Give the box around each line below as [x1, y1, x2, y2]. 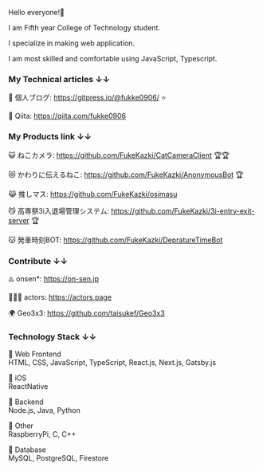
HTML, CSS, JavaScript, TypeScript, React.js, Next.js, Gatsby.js [8, 358, 217, 367]
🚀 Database [8, 445, 46, 454]
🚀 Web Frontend [8, 349, 61, 359]
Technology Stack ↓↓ [8, 331, 97, 342]
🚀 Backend [8, 397, 44, 406]
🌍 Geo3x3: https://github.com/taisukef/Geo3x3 [8, 308, 165, 318]
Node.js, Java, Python [8, 406, 81, 415]
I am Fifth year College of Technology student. [8, 23, 161, 32]
